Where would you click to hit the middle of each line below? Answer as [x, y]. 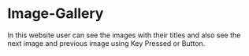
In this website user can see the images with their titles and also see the [124, 35]
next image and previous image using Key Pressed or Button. [106, 43]
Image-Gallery [56, 14]
